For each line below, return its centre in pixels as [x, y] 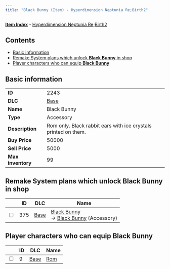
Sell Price [19, 148]
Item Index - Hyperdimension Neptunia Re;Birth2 [56, 24]
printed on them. [66, 132]
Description [22, 129]
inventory [20, 163]
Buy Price [20, 140]
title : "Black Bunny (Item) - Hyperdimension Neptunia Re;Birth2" [77, 10]
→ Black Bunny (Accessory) [84, 218]
